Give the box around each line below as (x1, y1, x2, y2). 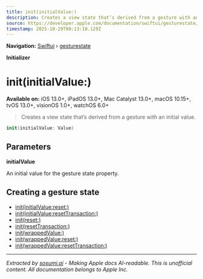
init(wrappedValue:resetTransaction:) (14, 241, 108, 249)
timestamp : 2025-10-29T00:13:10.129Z (6, 25, 101, 32)
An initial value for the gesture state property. (6, 169, 119, 177)
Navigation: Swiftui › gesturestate (6, 42, 91, 50)
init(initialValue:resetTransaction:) (14, 209, 98, 217)
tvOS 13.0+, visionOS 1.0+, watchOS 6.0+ (6, 102, 109, 109)
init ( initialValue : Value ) (6, 125, 74, 131)
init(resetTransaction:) (14, 222, 71, 230)
